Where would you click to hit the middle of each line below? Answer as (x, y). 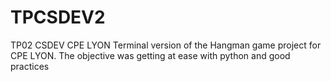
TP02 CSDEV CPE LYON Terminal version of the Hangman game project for (166, 45)
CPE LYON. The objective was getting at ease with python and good (150, 55)
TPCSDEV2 (58, 17)
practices (30, 66)
